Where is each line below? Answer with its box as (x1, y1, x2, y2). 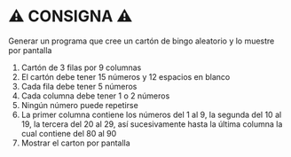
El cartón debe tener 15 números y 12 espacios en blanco (20, 71, 231, 82)
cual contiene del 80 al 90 (20, 128, 117, 138)
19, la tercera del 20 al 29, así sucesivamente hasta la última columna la (20, 118, 283, 130)
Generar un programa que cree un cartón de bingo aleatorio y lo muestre (8, 35, 275, 46)
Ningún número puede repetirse (20, 99, 138, 110)
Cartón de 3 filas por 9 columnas (20, 62, 142, 73)
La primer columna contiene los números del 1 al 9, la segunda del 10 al (20, 109, 282, 120)
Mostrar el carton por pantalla (20, 137, 130, 148)
